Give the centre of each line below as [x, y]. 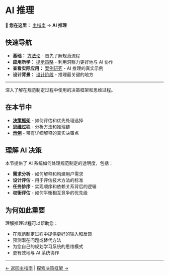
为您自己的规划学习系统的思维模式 [48, 246]
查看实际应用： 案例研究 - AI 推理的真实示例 [58, 68]
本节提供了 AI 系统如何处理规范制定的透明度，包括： [59, 163]
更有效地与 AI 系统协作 [36, 253]
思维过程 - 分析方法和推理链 [41, 127]
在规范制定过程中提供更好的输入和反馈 [52, 234]
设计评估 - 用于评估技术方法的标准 [48, 180]
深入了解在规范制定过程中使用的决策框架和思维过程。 [60, 90]
